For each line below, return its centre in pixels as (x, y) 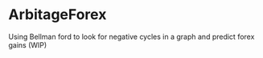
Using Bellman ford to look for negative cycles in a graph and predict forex (131, 37)
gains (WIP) (28, 44)
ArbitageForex (58, 15)
